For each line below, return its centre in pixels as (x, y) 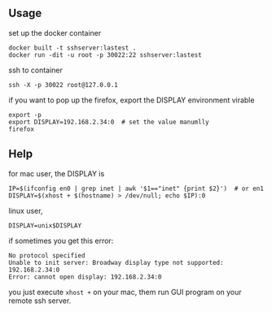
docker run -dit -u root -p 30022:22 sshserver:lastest (105, 55)
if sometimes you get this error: (61, 240)
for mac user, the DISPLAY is (57, 173)
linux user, (26, 210)
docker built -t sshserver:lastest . (72, 48)
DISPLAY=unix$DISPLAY (45, 225)
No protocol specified (47, 255)
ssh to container (36, 70)
